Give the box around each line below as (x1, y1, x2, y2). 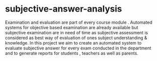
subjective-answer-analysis (5, 3, 122, 15)
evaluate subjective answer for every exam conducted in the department (5, 45, 152, 51)
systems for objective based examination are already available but (5, 24, 138, 30)
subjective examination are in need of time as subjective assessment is (5, 30, 148, 35)
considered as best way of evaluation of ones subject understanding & (5, 35, 148, 41)
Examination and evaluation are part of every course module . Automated (5, 19, 153, 25)
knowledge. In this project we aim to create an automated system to (5, 40, 142, 46)
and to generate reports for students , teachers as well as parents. (5, 50, 138, 56)
